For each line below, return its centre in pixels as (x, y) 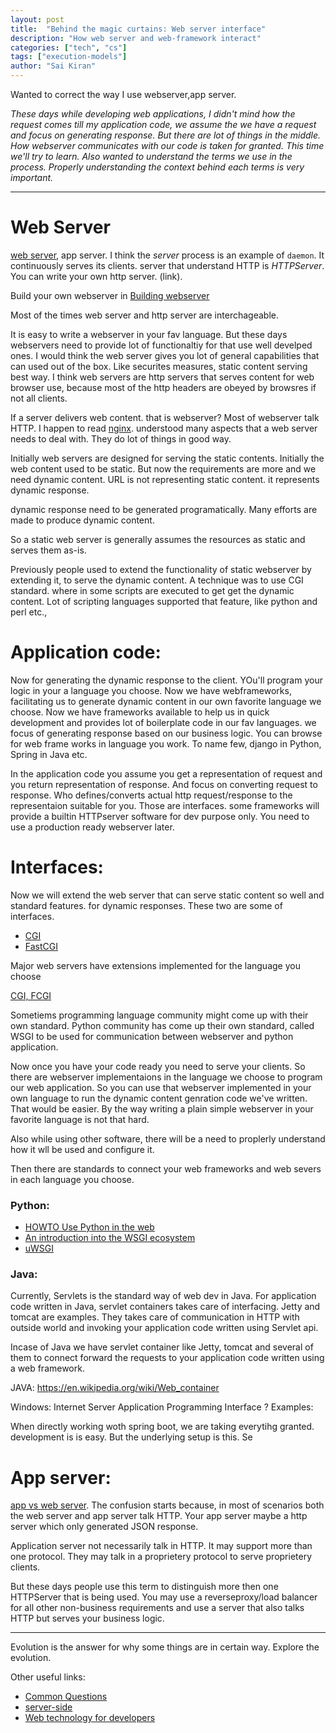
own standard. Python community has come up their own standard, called (162, 1025)
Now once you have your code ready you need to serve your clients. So (158, 1066)
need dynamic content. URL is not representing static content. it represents (165, 479)
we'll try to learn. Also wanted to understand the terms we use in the (151, 156)
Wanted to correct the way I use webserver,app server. (123, 94)
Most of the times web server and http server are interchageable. (144, 315)
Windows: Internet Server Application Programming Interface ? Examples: (162, 1407)
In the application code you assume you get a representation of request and (166, 773)
